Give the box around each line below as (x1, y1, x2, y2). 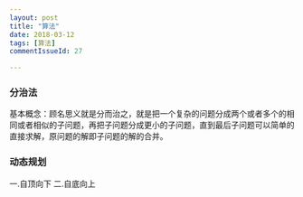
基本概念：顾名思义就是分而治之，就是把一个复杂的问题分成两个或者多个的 (9, 108, 287, 119)
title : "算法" (9, 22, 61, 31)
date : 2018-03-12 (9, 30, 75, 39)
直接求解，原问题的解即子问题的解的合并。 (9, 131, 168, 142)
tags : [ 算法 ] (9, 38, 56, 48)
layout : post (9, 13, 59, 23)
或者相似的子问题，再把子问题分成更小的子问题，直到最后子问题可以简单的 (16, 119, 295, 131)
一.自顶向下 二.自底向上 (9, 178, 97, 189)
